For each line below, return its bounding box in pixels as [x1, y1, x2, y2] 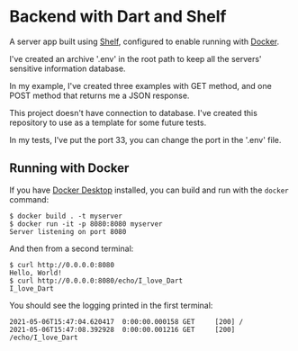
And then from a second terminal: [9, 243, 134, 254]
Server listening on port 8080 [9, 227, 127, 236]
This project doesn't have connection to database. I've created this [9, 107, 258, 118]
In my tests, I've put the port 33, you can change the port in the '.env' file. [9, 134, 282, 145]
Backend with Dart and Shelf [9, 6, 227, 27]
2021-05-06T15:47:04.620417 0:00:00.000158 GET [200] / [9, 317, 244, 326]
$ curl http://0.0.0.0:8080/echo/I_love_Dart [9, 276, 183, 285]
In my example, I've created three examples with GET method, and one [9, 80, 272, 91]
